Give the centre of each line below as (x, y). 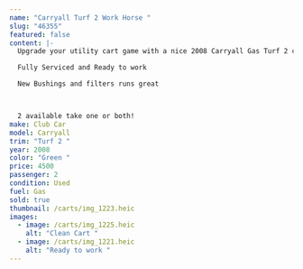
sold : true (30, 199)
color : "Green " (40, 158)
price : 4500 (32, 167)
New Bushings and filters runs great (88, 84)
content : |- (32, 43)
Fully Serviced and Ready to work (82, 68)
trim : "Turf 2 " (40, 141)
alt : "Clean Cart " (62, 234)
